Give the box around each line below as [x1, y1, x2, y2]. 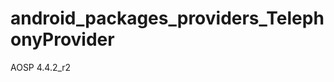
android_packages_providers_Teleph [10, 7, 325, 30]
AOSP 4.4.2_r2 [10, 61, 72, 73]
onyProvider [10, 28, 115, 51]
